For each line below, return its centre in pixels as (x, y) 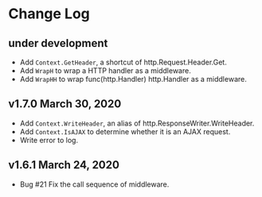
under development (58, 43)
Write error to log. (49, 140)
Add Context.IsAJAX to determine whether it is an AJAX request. (125, 131)
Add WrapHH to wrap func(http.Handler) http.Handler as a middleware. (133, 79)
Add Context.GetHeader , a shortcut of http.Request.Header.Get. (123, 62)
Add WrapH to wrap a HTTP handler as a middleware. (105, 71)
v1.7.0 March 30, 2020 (65, 104)
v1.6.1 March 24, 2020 (64, 165)
